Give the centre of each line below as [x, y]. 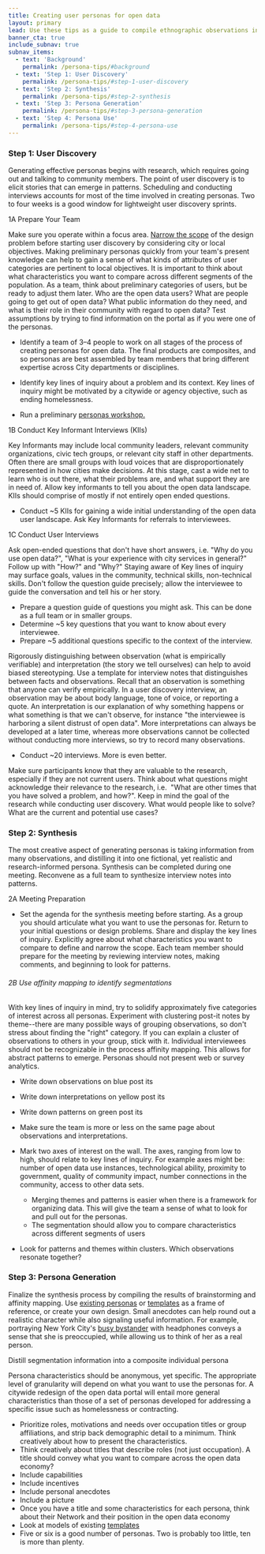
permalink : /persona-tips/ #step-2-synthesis [97, 96]
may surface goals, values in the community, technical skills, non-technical [130, 575]
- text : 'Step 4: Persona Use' [67, 118]
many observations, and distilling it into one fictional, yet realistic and [120, 858]
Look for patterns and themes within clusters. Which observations [127, 1248]
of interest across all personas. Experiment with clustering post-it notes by [129, 1015]
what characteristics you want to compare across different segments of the [131, 276]
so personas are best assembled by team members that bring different [134, 359]
